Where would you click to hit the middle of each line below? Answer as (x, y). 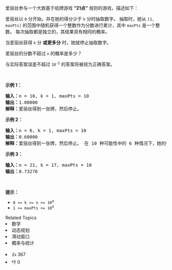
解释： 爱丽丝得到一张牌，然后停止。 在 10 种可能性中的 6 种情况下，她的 (86, 143)
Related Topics (21, 218)
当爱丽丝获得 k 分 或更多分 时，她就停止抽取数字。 (58, 42)
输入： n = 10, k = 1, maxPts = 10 (47, 96)
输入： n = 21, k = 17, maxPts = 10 (49, 165)
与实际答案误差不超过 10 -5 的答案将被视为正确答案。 (60, 64)
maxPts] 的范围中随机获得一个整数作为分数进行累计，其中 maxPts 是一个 (80, 25)
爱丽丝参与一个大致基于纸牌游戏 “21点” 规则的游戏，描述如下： (72, 8)
